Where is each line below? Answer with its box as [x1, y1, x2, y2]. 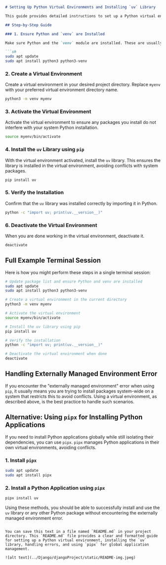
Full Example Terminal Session [5, 256, 101, 265]
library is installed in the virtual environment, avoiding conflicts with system [5, 163, 158, 169]
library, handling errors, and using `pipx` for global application [5, 542, 149, 547]
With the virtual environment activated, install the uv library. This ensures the [5, 157, 161, 163]
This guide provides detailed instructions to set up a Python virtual [5, 13, 156, 18]
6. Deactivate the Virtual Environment [5, 222, 97, 228]
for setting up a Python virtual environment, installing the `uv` [5, 538, 147, 543]
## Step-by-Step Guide [5, 22, 52, 27]
